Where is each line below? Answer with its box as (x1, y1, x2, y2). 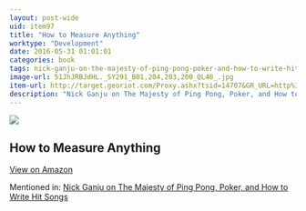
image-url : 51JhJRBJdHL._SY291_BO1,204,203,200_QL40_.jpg (9, 73, 234, 82)
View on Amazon (9, 165, 73, 176)
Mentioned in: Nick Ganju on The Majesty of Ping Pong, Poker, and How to (9, 182, 289, 193)
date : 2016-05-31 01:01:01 (9, 47, 112, 56)
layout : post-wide (9, 13, 79, 23)
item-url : (9, 81, 47, 90)
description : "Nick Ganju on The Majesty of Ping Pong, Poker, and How (9, 89, 287, 98)
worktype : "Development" (9, 38, 104, 48)
